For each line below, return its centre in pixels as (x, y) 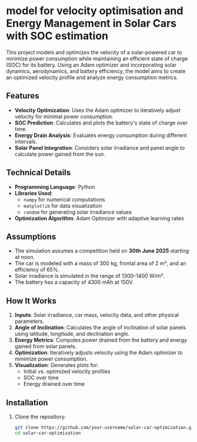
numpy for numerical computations (64, 199)
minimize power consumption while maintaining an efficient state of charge (97, 58)
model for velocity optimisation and (95, 11)
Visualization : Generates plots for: (56, 365)
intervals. (26, 141)
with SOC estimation (57, 36)
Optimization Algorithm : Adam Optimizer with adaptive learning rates (99, 218)
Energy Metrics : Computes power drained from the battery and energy (101, 340)
